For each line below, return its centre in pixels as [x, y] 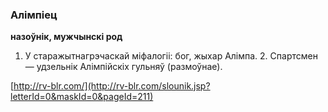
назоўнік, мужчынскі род [66, 37]
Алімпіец [34, 15]
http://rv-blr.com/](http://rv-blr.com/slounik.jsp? [112, 86]
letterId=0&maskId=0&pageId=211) [82, 97]
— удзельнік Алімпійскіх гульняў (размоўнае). [123, 67]
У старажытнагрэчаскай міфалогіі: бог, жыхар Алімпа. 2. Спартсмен [171, 56]
